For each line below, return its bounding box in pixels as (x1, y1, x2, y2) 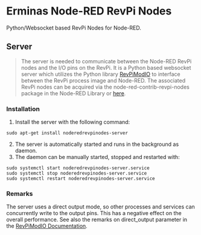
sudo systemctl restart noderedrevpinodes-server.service (6, 176, 155, 182)
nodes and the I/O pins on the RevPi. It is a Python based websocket (21, 64, 191, 71)
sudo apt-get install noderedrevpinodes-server (6, 130, 129, 136)
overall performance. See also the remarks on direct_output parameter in (6, 216, 188, 224)
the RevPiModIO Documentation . (6, 222, 88, 230)
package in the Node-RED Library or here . (21, 89, 126, 97)
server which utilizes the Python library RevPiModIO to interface (21, 70, 180, 78)
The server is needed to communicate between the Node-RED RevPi (21, 57, 192, 64)
